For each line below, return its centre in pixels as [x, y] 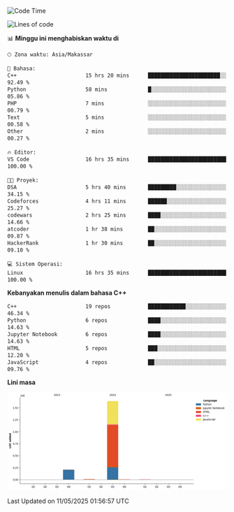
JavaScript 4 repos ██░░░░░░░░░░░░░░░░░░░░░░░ [117, 363]
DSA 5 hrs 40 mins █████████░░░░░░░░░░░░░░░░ [117, 187]
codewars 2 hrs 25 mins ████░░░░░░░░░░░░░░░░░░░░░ [117, 215]
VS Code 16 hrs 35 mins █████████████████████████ [117, 159]
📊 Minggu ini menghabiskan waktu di [63, 38]
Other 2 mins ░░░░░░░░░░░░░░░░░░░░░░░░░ [117, 131]
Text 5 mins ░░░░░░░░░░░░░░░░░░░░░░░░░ [117, 117]
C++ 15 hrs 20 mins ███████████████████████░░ [117, 75]
